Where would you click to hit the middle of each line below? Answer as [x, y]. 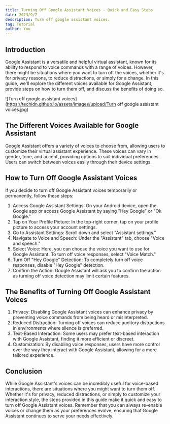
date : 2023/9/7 [21, 15]
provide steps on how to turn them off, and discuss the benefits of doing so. [84, 89]
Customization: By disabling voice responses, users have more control [86, 345]
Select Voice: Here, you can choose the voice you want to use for [81, 249]
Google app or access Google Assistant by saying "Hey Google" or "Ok [87, 211]
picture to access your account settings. [55, 227]
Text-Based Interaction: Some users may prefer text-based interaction [86, 333]
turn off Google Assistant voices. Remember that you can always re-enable [84, 405]
